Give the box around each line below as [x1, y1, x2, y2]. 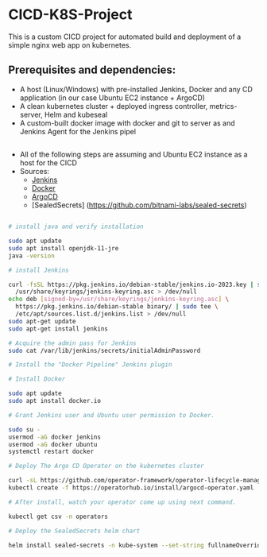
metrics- [209, 101, 238, 110]
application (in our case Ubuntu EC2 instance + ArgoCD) [19, 93, 205, 103]
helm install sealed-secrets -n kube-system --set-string [8, 541, 204, 549]
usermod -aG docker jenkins [8, 433, 102, 441]
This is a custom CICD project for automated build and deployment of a [8, 32, 242, 41]
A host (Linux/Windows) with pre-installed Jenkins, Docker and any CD [19, 84, 253, 94]
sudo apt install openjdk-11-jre [8, 244, 119, 252]
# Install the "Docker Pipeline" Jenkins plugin [8, 361, 172, 369]
